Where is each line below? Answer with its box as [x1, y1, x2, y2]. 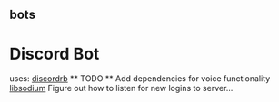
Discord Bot [9, 43, 100, 64]
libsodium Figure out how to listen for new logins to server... [9, 83, 234, 94]
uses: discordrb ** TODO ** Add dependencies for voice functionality [9, 73, 271, 84]
